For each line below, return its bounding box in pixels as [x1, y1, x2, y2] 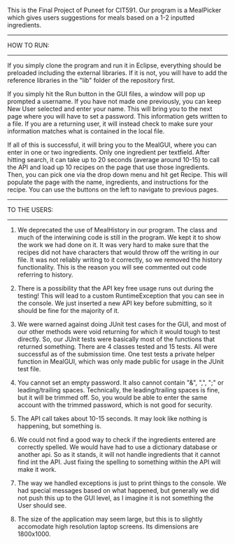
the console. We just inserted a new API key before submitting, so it [17, 299, 213, 307]
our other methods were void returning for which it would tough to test [17, 328, 220, 336]
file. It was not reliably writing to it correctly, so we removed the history [17, 256, 222, 264]
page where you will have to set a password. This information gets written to [7, 112, 227, 120]
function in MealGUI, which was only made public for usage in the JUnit [17, 357, 225, 366]
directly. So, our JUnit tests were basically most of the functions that [17, 335, 215, 343]
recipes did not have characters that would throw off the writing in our [17, 248, 220, 256]
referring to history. [17, 270, 73, 279]
